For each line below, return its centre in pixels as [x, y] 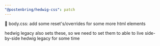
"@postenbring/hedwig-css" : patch [40, 10]
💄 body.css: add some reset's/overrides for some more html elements [75, 23]
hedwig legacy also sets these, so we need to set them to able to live [74, 33]
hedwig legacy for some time [50, 38]
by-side [12, 38]
